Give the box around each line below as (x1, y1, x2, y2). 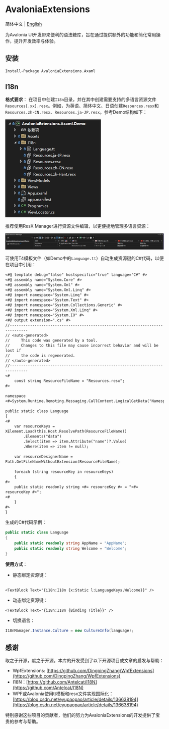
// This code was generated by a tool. (5, 338, 98, 343)
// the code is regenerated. (5, 353, 75, 358)
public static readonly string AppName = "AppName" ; (14, 541, 127, 546)
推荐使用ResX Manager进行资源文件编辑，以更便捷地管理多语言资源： (5, 223, 150, 229)
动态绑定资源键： (12, 597, 48, 603)
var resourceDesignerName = (14, 454, 73, 459)
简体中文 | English (5, 21, 42, 27)
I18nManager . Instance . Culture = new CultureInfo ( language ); (5, 628, 134, 633)
